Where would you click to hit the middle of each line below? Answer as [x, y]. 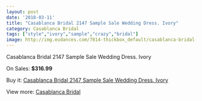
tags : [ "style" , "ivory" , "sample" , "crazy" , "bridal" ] [72, 34]
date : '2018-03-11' [31, 17]
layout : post [23, 12]
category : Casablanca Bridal [43, 29]
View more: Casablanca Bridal [44, 92]
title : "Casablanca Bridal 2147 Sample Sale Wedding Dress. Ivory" [93, 23]
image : [14, 40]
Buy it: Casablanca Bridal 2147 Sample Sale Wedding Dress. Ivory [87, 80]
